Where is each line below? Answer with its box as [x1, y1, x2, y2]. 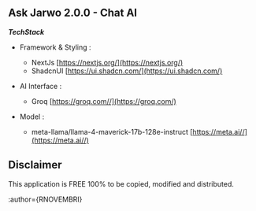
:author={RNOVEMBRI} [8, 194, 83, 204]
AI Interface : [19, 81, 62, 91]
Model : [19, 112, 45, 121]
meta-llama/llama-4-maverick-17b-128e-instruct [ [31, 127, 193, 136]
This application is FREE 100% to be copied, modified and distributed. [8, 179, 235, 188]
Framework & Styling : [19, 43, 92, 52]
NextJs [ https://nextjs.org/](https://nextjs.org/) [31, 57, 184, 67]
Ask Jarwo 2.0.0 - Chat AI [8, 6, 138, 20]
